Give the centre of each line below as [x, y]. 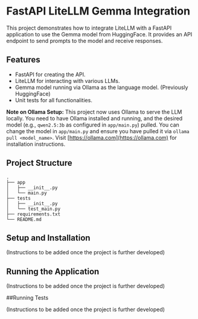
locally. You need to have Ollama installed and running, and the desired [94, 118]
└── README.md [24, 219]
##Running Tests [27, 298]
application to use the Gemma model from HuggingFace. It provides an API [99, 34]
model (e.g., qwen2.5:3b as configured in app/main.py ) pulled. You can [93, 125]
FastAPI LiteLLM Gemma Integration [98, 11]
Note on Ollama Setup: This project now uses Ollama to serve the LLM [94, 112]
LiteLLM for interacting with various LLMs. [67, 81]
